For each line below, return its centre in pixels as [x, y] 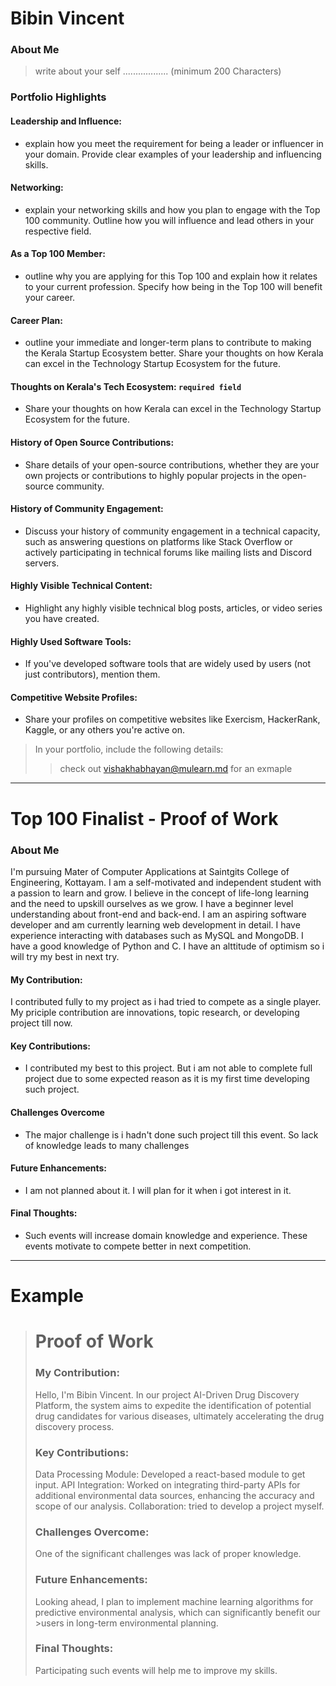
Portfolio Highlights [58, 97]
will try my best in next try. [65, 956]
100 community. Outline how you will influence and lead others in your [169, 220]
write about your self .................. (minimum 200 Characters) [158, 71]
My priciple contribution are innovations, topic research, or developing [155, 1013]
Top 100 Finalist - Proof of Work [144, 818]
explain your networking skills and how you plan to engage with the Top [172, 209]
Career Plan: [36, 320]
